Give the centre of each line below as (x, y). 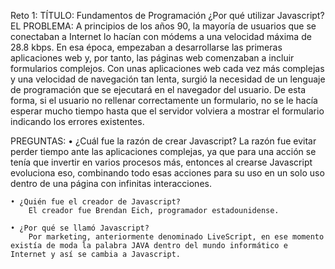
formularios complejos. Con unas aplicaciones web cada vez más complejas (167, 68)
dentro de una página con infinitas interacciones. (111, 183)
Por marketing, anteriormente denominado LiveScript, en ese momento (176, 237)
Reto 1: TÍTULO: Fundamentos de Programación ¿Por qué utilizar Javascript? (167, 15)
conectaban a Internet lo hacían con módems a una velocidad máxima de (161, 36)
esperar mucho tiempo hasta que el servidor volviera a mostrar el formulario (167, 111)
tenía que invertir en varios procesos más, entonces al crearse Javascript (161, 162)
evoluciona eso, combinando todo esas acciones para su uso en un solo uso (167, 173)
